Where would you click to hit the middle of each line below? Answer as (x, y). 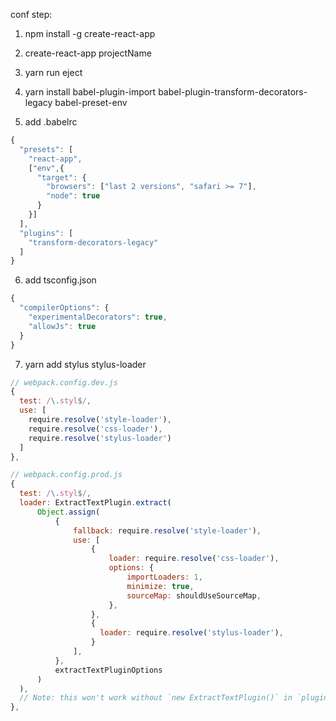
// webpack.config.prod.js (66, 475)
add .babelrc (51, 122)
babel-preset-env (91, 102)
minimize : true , (160, 586)
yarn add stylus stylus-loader (85, 364)
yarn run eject (53, 72)
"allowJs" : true (62, 326)
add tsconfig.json (60, 280)
